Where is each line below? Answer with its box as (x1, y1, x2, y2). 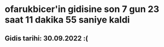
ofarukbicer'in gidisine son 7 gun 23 (5, 3, 159, 15)
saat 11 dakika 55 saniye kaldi (5, 14, 130, 25)
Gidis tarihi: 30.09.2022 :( (5, 34, 88, 42)
